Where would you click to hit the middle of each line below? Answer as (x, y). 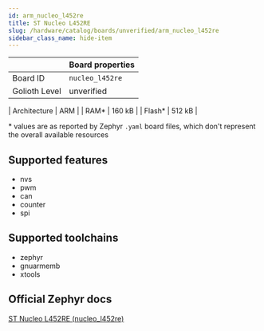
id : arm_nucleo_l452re (46, 16)
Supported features (58, 160)
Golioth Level (37, 91)
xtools (30, 274)
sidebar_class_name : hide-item (60, 38)
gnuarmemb (40, 266)
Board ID (29, 78)
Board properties (102, 65)
